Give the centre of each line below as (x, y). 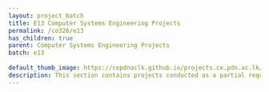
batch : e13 (26, 53)
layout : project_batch (46, 16)
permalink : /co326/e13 (46, 30)
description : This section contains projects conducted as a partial (127, 75)
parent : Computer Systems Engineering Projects (89, 46)
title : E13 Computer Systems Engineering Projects (94, 23)
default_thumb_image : (44, 68)
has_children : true (41, 38)
